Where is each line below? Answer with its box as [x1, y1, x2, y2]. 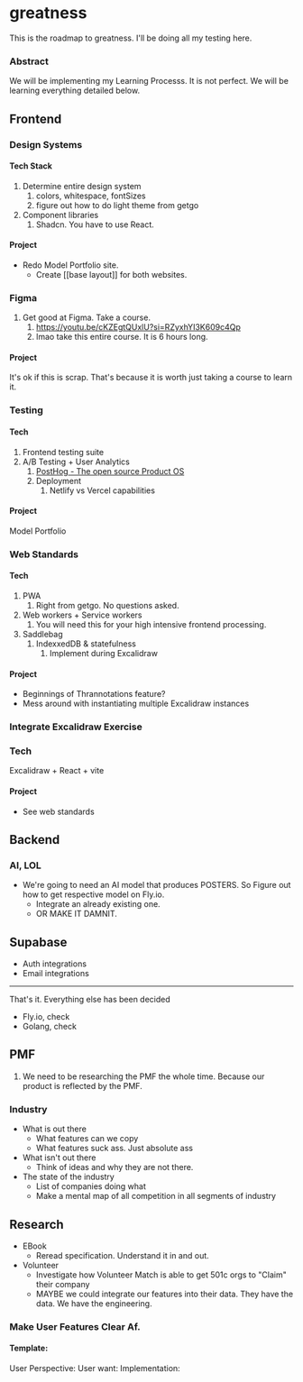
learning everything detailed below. [9, 85, 141, 96]
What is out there [22, 1123, 87, 1134]
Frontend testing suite [22, 446, 105, 457]
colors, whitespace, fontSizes [35, 190, 146, 201]
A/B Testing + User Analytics [22, 456, 131, 467]
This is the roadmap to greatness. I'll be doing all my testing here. [9, 32, 252, 43]
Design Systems [9, 138, 83, 151]
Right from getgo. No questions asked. [35, 599, 179, 610]
